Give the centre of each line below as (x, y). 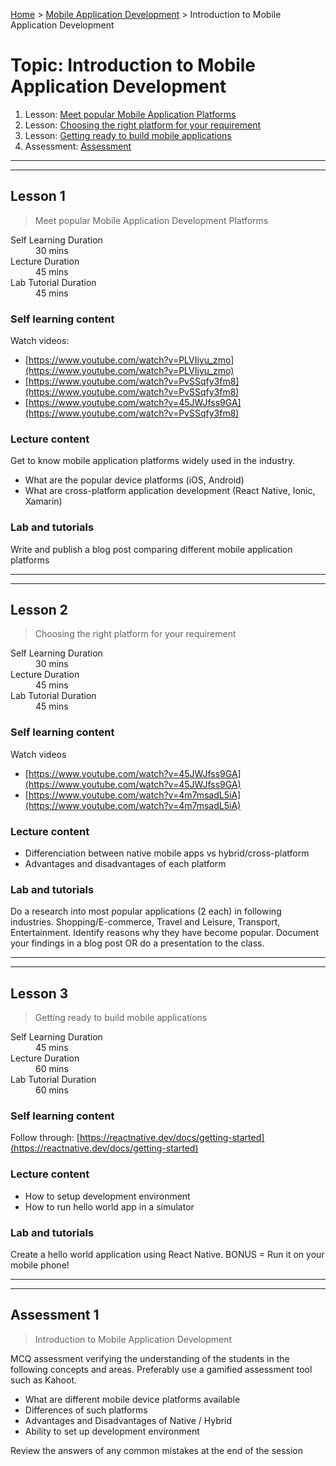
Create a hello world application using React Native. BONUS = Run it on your (167, 1255)
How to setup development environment (107, 1196)
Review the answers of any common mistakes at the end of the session (157, 1450)
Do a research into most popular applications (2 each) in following (146, 911)
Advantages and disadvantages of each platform (125, 864)
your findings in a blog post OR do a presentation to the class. (137, 943)
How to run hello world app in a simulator (109, 1206)
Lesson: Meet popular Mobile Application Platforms (130, 114)
